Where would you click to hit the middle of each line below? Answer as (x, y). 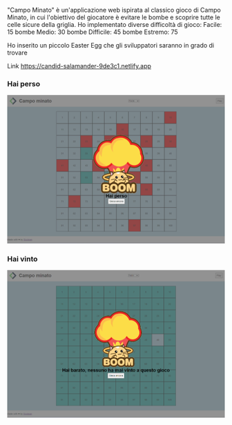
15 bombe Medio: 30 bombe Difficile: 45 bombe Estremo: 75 (93, 32)
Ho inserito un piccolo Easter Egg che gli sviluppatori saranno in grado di (111, 45)
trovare (17, 52)
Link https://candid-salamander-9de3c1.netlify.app (79, 66)
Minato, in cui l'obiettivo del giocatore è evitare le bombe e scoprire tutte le (114, 17)
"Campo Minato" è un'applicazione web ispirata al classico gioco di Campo (114, 10)
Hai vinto (22, 259)
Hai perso (23, 83)
